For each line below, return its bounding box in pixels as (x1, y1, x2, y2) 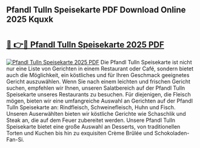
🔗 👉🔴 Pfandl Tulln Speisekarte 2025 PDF (6, 39, 165, 50)
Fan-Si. (6, 136, 24, 143)
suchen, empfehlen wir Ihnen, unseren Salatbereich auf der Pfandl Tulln (6, 84, 185, 92)
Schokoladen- (154, 130, 190, 136)
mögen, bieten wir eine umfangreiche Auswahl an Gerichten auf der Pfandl (6, 97, 193, 104)
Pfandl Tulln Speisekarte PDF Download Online (6, 5, 186, 15)
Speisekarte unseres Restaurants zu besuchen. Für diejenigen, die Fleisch (6, 91, 191, 98)
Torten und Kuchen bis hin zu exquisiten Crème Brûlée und (6, 130, 153, 136)
